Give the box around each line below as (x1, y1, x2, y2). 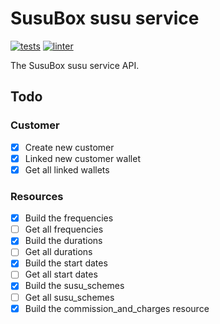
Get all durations (24, 246, 93, 258)
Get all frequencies (24, 223, 104, 236)
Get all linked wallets (24, 163, 110, 176)
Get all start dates (24, 268, 98, 281)
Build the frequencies (24, 212, 114, 224)
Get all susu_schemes (24, 291, 115, 303)
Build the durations (24, 235, 103, 247)
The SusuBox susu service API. (10, 59, 140, 71)
